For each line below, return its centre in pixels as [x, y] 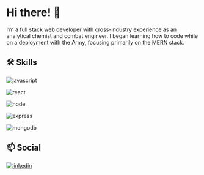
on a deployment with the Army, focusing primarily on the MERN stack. [95, 42]
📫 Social [24, 148]
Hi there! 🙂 [34, 13]
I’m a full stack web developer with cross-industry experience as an [92, 29]
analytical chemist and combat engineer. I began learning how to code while [102, 35]
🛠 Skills [22, 63]
